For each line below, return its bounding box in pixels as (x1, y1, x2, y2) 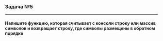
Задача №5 (5, 3, 33, 10)
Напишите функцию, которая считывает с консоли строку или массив (5, 20, 156, 26)
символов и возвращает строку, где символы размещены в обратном (5, 25, 155, 31)
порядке (5, 30, 23, 36)
